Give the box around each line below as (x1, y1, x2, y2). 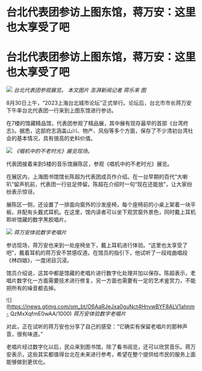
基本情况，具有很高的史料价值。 (16, 135, 96, 142)
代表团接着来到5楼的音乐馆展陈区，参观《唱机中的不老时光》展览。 (6, 160, 173, 167)
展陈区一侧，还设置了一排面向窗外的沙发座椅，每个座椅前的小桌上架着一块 (6, 201, 191, 208)
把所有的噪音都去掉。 (6, 284, 59, 292)
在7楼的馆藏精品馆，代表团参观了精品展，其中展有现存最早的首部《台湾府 (6, 120, 188, 127)
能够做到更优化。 (6, 358, 49, 366)
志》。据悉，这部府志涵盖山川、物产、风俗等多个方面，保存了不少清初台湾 (6, 127, 188, 134)
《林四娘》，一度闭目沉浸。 (6, 257, 72, 264)
